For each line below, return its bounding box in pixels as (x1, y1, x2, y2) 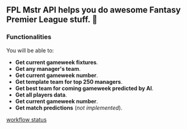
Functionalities (6, 33, 52, 42)
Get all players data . (15, 91, 67, 98)
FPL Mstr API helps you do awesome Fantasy (6, 5, 182, 15)
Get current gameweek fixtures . (15, 58, 98, 66)
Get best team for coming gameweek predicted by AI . (15, 84, 154, 92)
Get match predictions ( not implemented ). (15, 104, 123, 111)
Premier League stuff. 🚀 (6, 15, 98, 25)
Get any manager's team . (15, 65, 81, 72)
